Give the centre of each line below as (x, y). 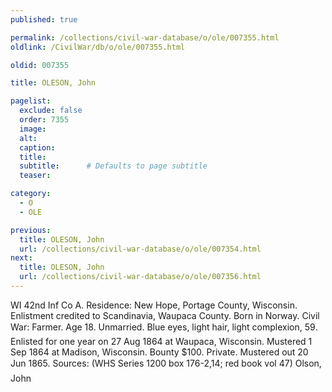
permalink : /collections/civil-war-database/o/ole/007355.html (145, 37)
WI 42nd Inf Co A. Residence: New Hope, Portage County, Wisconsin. (154, 305)
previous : (31, 230)
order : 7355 (44, 120)
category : (31, 194)
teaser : (35, 176)
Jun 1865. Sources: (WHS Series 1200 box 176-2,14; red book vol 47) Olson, (166, 363)
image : (33, 129)
